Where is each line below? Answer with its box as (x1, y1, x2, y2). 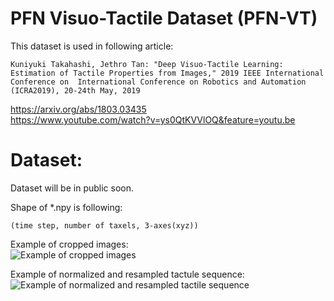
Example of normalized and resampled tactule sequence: (10, 268, 245, 280)
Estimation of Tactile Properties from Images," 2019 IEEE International (10, 68, 325, 78)
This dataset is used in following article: (10, 40, 174, 52)
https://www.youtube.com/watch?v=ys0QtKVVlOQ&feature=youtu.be (10, 113, 296, 126)
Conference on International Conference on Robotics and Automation (10, 77, 307, 87)
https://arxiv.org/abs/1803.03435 (10, 103, 147, 115)
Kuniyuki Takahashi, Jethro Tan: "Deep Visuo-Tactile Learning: (10, 59, 284, 69)
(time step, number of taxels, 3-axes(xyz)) (10, 220, 199, 231)
